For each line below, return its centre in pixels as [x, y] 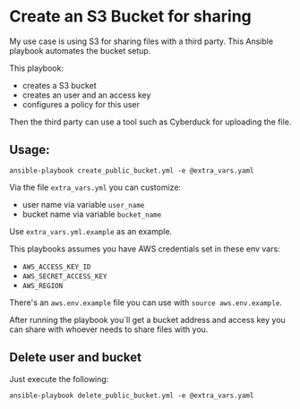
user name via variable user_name [83, 204]
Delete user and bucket [75, 358]
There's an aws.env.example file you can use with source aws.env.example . [146, 302]
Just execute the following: [59, 379]
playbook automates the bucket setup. [80, 50]
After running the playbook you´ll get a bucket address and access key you [148, 320]
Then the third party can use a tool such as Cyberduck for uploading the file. [150, 122]
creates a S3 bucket [59, 85]
